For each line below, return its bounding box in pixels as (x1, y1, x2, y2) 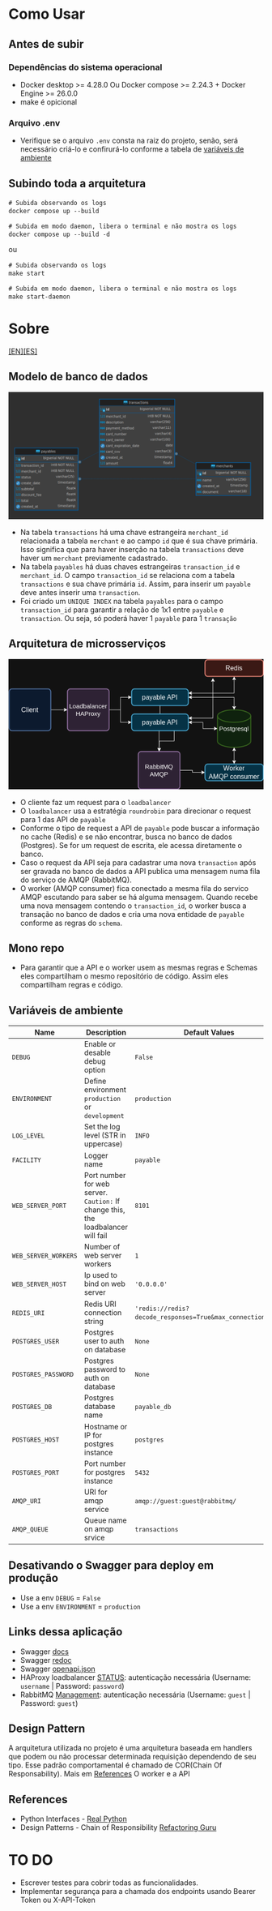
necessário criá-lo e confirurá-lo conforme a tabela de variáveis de (19, 144, 244, 154)
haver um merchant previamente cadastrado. (19, 553, 168, 563)
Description (86, 1027, 127, 1037)
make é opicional (19, 96, 78, 106)
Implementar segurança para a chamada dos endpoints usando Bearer (19, 1887, 257, 1896)
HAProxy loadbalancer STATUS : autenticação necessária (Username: (19, 1672, 252, 1682)
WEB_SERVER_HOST (11, 1280, 67, 1289)
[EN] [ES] (8, 346, 38, 356)
